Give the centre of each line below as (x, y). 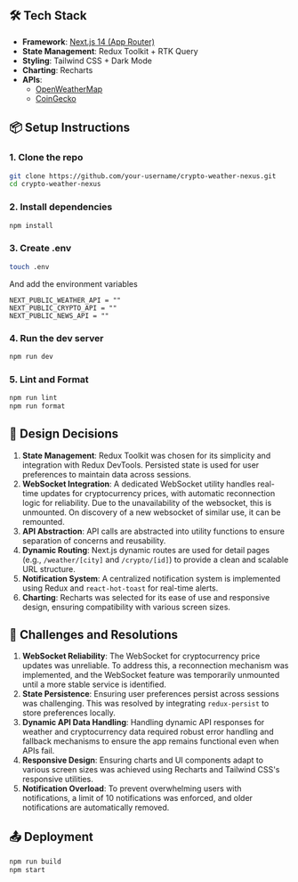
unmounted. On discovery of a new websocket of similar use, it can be (151, 512)
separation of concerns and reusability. (94, 540)
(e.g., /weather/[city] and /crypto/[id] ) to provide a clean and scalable (155, 559)
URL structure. (48, 568)
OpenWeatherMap (69, 89)
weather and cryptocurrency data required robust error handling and (148, 732)
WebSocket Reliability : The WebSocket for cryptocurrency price (141, 656)
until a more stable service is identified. (94, 684)
